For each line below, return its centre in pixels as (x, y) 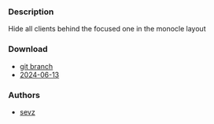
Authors (24, 95)
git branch (36, 66)
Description (31, 12)
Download (28, 49)
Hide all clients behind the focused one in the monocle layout (107, 29)
